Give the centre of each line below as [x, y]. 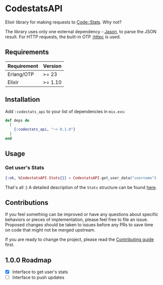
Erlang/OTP [21, 74]
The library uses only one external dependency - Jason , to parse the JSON [81, 31]
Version [53, 66]
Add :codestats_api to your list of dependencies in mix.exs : [65, 111]
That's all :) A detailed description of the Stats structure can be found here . [81, 187]
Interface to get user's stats [40, 272]
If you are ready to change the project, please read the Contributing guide [80, 239]
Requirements [27, 52]
